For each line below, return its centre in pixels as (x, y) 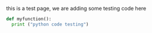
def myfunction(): (29, 19)
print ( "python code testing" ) (50, 24)
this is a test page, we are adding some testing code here (76, 8)
